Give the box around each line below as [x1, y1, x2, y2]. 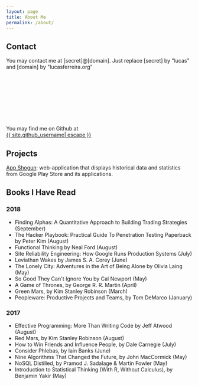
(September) [14, 225, 46, 232]
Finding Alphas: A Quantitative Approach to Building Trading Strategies [14, 218, 187, 226]
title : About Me [6, 14, 46, 20]
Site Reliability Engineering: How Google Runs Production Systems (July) [14, 250, 192, 257]
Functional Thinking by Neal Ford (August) [14, 243, 118, 251]
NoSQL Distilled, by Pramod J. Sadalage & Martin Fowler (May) [14, 360, 168, 367]
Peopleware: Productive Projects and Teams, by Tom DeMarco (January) [14, 293, 193, 301]
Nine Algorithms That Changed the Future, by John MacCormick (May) [14, 353, 187, 360]
